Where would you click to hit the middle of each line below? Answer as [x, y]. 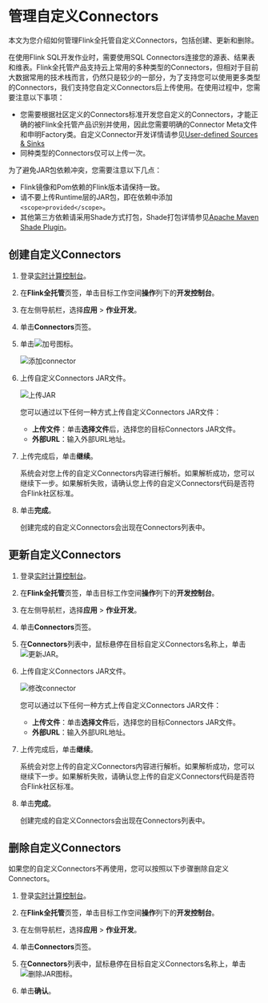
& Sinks [32, 143]
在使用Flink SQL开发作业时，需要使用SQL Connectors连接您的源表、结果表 [132, 57]
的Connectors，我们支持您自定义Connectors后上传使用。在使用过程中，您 [131, 87]
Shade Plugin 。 [45, 227]
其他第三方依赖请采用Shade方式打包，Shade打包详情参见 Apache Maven [139, 216]
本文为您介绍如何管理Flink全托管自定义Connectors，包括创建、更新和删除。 [133, 40]
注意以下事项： [40, 97]
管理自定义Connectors [84, 16]
